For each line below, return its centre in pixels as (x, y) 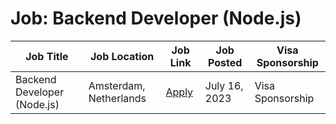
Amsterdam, (117, 85)
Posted (225, 62)
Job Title (47, 56)
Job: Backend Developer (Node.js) (156, 18)
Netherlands (117, 98)
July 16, (224, 85)
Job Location (122, 56)
